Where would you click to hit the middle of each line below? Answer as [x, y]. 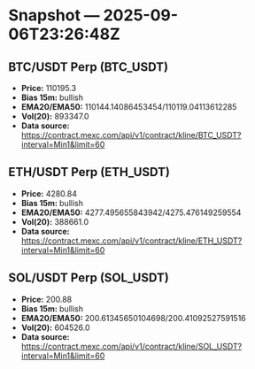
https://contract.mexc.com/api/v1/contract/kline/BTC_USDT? [131, 135]
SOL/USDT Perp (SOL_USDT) [89, 278]
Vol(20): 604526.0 [55, 327]
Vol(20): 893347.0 [55, 116]
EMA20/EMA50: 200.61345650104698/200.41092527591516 [134, 318]
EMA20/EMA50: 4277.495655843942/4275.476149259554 [131, 212]
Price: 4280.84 [49, 193]
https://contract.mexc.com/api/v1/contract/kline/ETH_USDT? [131, 241]
